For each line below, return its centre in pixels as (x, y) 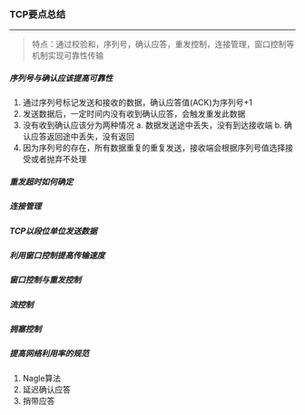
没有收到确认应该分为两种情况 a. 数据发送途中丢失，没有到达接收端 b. (152, 125)
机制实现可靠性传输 (68, 55)
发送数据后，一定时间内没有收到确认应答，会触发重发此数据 (134, 114)
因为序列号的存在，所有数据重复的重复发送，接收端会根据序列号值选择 (154, 148)
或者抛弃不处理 (59, 159)
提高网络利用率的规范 (49, 353)
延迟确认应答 (46, 389)
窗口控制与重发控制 (45, 280)
